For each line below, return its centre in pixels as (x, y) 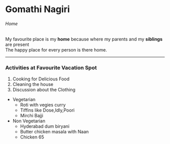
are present (17, 44)
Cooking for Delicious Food (41, 79)
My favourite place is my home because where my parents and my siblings (84, 39)
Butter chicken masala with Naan (54, 131)
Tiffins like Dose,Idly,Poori (47, 110)
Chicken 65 (32, 137)
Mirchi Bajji (32, 115)
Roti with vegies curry (43, 105)
